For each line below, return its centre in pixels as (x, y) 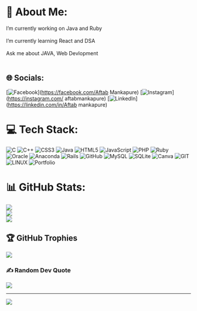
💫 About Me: (37, 12)
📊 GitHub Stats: (46, 187)
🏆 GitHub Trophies (42, 238)
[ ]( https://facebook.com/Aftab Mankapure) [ (74, 92)
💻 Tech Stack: (42, 129)
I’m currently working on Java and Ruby (54, 28)
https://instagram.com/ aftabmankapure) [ (59, 98)
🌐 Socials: (25, 78)
